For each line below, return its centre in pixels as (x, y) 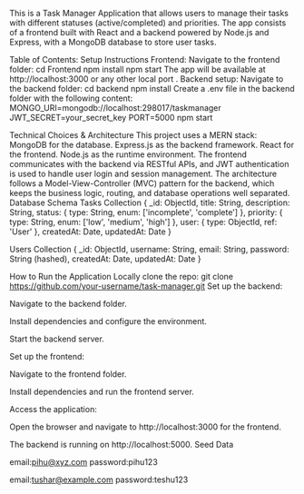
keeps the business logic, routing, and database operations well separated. (150, 193)
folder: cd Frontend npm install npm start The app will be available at (137, 69)
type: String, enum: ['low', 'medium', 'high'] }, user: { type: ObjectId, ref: (143, 222)
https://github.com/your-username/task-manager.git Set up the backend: (146, 286)
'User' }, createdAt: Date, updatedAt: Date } (91, 232)
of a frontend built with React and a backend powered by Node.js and (139, 32)
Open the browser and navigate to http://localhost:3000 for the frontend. (145, 427)
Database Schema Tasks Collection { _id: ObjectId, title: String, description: (150, 203)
